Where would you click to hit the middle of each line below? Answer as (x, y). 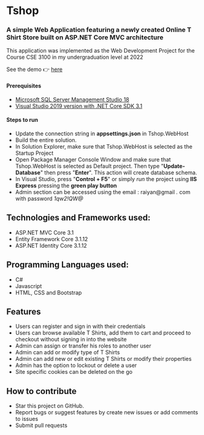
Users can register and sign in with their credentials (80, 326)
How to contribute (42, 391)
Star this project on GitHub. (50, 406)
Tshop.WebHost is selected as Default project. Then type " (89, 166)
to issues (27, 419)
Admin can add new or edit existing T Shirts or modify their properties (103, 359)
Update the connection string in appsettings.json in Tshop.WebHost (102, 133)
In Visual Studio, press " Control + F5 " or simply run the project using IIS (106, 179)
